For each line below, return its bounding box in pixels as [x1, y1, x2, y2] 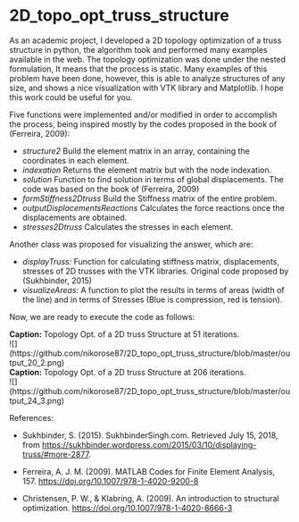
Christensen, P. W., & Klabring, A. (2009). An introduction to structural [21, 493, 279, 503]
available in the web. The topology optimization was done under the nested [9, 54, 287, 64]
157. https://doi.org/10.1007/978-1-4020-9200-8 [21, 476, 199, 486]
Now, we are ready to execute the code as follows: [9, 311, 195, 322]
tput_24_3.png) [9, 395, 65, 406]
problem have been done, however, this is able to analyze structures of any [9, 72, 286, 83]
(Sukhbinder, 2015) [21, 274, 92, 286]
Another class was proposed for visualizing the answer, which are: [9, 239, 253, 249]
